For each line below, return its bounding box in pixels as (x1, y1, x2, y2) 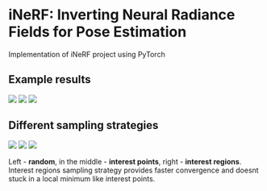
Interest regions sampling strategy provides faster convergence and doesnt (8, 165, 260, 175)
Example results (8, 73, 91, 86)
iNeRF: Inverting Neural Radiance (8, 6, 236, 24)
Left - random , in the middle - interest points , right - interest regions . (8, 156, 242, 166)
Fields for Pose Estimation (8, 23, 187, 41)
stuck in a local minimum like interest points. (8, 173, 156, 183)
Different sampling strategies (8, 118, 159, 132)
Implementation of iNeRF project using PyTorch (8, 49, 165, 59)
